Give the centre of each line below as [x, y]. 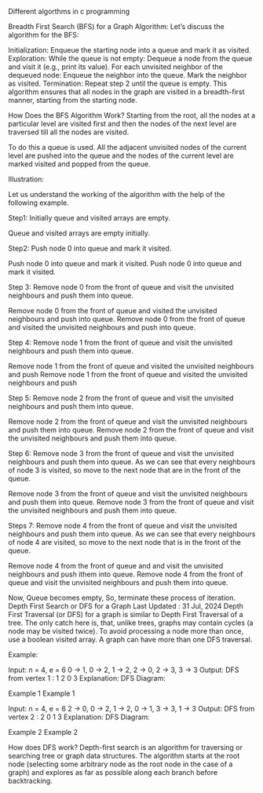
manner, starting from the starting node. [73, 100]
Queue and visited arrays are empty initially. [79, 233]
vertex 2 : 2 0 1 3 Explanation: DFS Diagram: [79, 717]
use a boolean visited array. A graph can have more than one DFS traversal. [130, 640]
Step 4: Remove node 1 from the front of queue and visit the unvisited [121, 342]
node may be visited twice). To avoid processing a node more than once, [126, 631]
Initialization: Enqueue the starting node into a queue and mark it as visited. [130, 50]
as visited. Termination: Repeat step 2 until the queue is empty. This [118, 83]
